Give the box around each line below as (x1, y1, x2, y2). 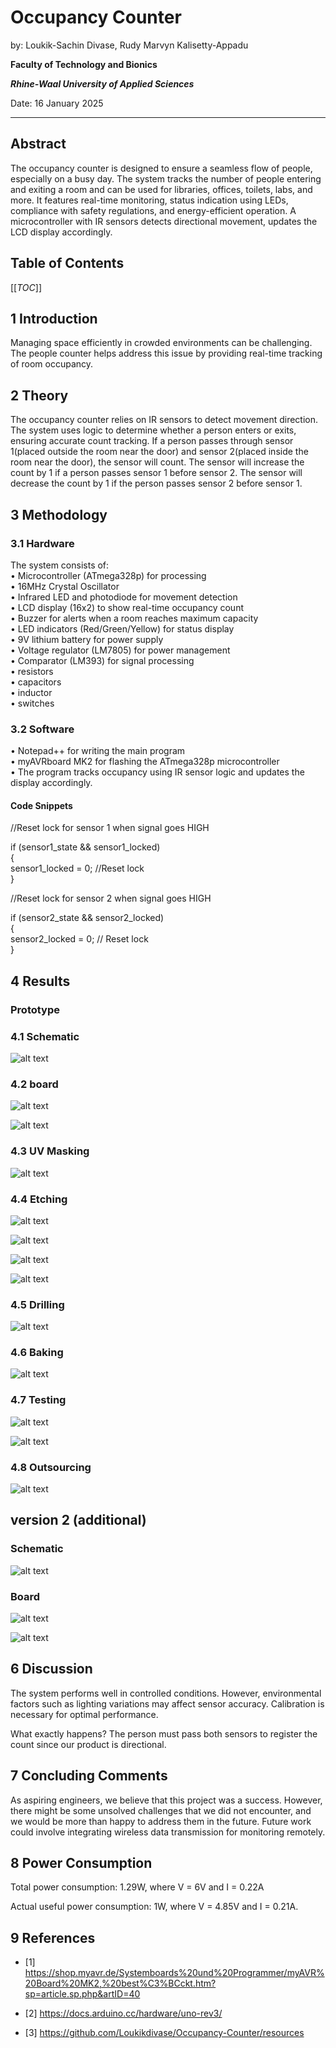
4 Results (10, 972, 71, 990)
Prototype (10, 1002, 61, 1016)
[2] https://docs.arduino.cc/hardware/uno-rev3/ (24, 2007, 223, 2020)
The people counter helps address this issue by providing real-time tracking (10, 347, 323, 360)
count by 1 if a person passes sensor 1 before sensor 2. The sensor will (10, 467, 303, 479)
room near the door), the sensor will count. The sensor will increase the (10, 456, 305, 468)
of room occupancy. (10, 358, 94, 370)
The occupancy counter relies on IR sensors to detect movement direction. (10, 414, 319, 426)
